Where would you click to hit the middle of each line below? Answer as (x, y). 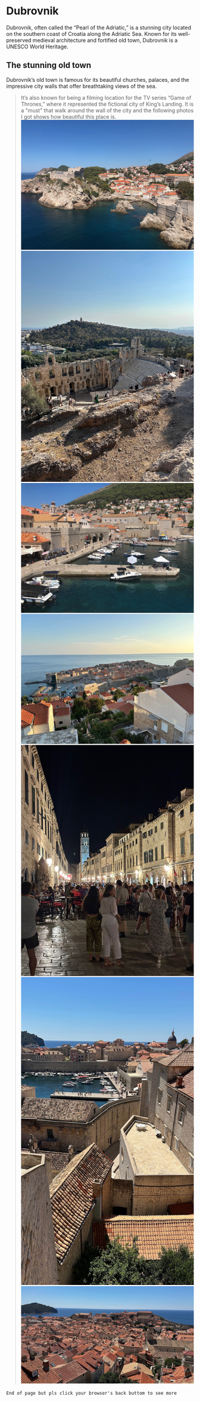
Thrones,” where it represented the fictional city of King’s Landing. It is (107, 104)
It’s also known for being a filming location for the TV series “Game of (106, 97)
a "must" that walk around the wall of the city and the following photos (107, 110)
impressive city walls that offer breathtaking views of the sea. (82, 86)
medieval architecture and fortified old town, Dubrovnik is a (105, 40)
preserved (19, 40)
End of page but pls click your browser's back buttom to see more (92, 1393)
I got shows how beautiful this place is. (68, 116)
